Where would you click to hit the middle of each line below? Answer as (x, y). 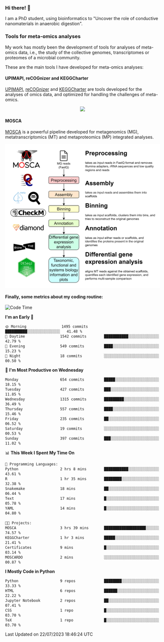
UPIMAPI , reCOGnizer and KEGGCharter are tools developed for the (74, 89)
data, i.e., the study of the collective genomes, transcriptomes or (84, 52)
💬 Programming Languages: (31, 464)
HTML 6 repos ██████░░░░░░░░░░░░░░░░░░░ (82, 591)
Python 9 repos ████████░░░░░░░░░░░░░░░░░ (82, 581)
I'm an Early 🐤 (19, 317)
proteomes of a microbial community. (43, 57)
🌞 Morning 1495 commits (47, 327)
